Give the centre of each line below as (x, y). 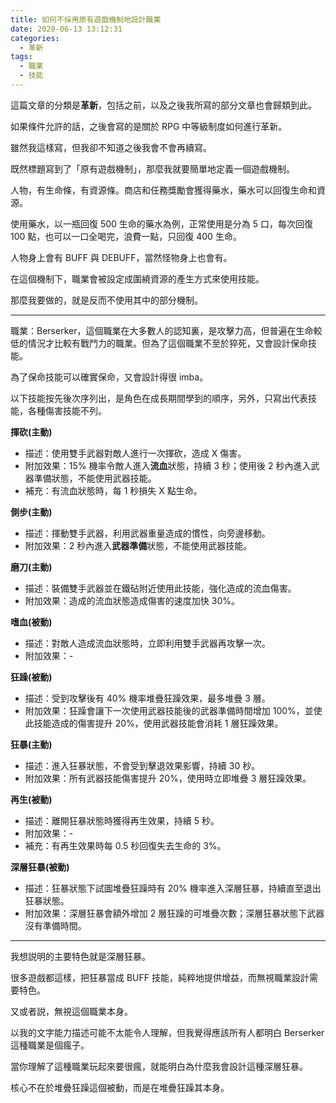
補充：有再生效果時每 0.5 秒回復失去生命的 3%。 (125, 845)
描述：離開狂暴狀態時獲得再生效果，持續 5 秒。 (122, 820)
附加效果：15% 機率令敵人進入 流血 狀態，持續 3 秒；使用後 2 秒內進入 (168, 465)
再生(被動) (31, 799)
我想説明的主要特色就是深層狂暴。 (80, 956)
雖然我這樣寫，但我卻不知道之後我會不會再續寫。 (111, 147)
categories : (35, 38)
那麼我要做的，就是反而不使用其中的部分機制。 (106, 300)
